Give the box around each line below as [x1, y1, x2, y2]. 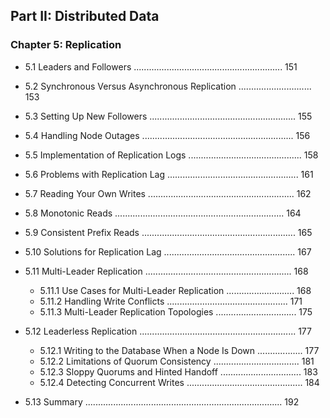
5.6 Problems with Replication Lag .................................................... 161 [24, 168, 314, 180]
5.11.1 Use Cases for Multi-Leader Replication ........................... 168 [39, 284, 312, 296]
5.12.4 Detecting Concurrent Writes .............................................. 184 [39, 376, 320, 388]
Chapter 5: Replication [10, 38, 122, 52]
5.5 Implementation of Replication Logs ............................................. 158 [24, 149, 319, 161]
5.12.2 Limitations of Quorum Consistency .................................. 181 [39, 355, 315, 367]
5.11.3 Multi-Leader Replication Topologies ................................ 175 [39, 305, 313, 318]
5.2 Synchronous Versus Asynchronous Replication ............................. [24, 80, 312, 92]
